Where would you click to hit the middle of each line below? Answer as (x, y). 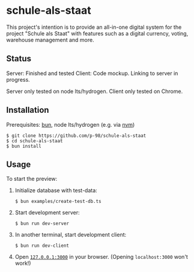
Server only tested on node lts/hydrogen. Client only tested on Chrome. (95, 91)
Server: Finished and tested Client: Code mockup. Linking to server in (92, 73)
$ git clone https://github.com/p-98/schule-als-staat (76, 136)
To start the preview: (32, 179)
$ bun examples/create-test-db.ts (58, 202)
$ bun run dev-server (42, 224)
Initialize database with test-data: (56, 190)
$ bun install (24, 146)
